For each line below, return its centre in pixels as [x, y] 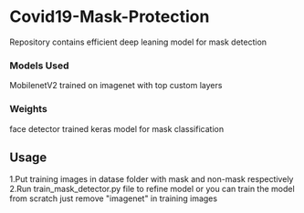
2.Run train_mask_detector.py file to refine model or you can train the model [152, 189]
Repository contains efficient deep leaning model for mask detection [138, 42]
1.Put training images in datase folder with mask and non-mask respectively [152, 179]
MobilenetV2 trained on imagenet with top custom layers [116, 86]
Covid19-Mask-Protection [110, 17]
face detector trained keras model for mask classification [117, 128]
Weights [28, 109]
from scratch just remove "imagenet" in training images [113, 198]
